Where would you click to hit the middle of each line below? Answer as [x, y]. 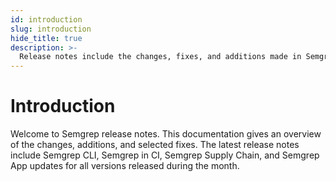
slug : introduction [51, 29]
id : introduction [46, 19]
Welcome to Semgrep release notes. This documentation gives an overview [166, 134]
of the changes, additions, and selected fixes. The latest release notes [155, 145]
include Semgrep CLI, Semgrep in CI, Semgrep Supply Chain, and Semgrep [165, 155]
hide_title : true [46, 38]
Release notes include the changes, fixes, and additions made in [160, 57]
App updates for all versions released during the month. [125, 166]
